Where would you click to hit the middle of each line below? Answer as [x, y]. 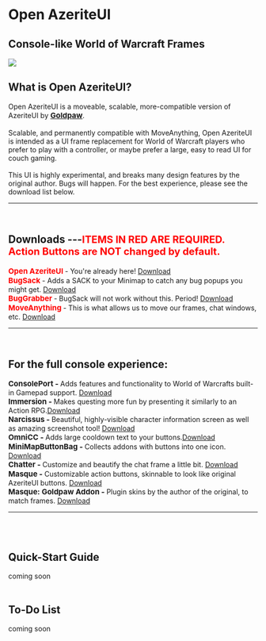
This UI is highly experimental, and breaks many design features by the [124, 175]
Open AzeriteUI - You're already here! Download [90, 271]
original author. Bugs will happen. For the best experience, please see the [128, 183]
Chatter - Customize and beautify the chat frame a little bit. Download [123, 464]
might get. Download [42, 289]
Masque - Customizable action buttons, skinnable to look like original [122, 474]
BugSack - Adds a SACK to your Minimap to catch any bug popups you [125, 280]
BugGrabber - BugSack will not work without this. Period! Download [121, 298]
